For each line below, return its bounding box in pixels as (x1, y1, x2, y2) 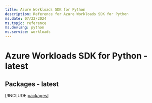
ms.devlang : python (5, 25, 45, 30)
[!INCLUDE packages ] (5, 93, 49, 98)
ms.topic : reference (5, 20, 47, 26)
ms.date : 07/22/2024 (5, 16, 47, 21)
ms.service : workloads (5, 29, 51, 34)
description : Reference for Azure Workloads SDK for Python (5, 12, 129, 16)
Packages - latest (5, 80, 59, 88)
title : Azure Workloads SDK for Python (5, 7, 86, 12)
